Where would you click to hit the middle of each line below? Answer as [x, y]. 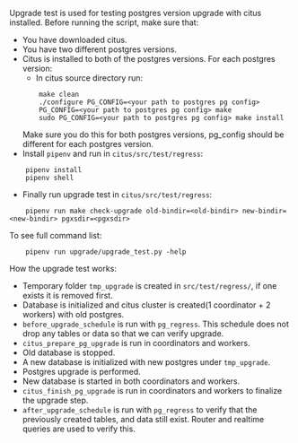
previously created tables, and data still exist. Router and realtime [143, 419]
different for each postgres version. [88, 144]
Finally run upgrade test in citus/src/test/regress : [117, 195]
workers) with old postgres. [73, 314]
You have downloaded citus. [74, 40]
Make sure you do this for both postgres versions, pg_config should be [153, 135]
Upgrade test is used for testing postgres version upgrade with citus [136, 13]
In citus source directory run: [89, 78]
